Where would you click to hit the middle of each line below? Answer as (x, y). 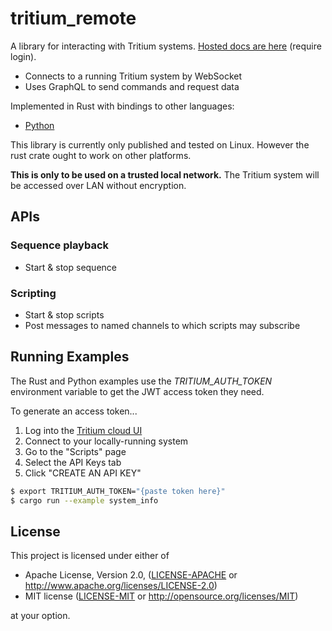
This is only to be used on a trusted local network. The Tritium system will (165, 174)
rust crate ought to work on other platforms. (101, 155)
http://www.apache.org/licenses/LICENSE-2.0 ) (121, 586)
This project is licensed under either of (90, 556)
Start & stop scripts (64, 314)
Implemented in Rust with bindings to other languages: (122, 106)
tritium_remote (73, 18)
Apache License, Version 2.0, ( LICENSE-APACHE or (131, 575)
